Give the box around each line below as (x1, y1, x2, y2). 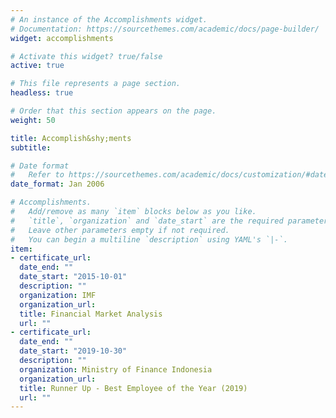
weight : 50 (10, 115, 56, 125)
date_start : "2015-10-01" (19, 272, 128, 282)
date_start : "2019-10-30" (19, 346, 128, 356)
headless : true (10, 88, 74, 98)
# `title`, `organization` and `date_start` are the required (10, 216, 284, 226)
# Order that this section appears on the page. (10, 106, 217, 116)
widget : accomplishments (10, 33, 114, 43)
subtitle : (10, 142, 52, 153)
